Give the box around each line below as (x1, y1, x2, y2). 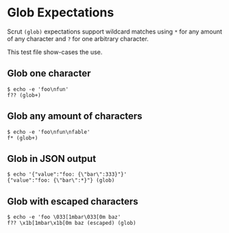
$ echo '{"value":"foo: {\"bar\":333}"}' (7, 171, 128, 178)
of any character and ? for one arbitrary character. (7, 34, 149, 42)
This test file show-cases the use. (7, 48, 103, 56)
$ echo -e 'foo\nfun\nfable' (7, 128, 91, 135)
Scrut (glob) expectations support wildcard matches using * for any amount (7, 27, 223, 36)
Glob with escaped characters (7, 195, 138, 207)
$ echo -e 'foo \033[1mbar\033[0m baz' (7, 214, 121, 221)
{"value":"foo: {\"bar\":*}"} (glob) (7, 177, 115, 184)
